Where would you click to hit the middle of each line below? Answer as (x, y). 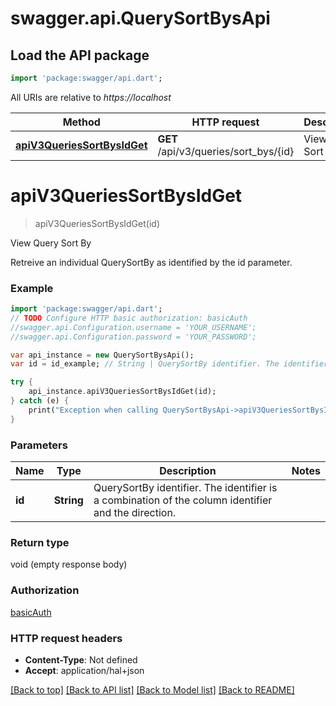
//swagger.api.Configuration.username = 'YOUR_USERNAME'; (133, 327)
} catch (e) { (40, 401)
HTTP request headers (66, 638)
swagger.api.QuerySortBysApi (140, 18)
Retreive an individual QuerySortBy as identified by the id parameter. (151, 262)
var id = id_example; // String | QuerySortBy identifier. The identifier (169, 364)
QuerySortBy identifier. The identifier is (185, 488)
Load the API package (80, 55)
